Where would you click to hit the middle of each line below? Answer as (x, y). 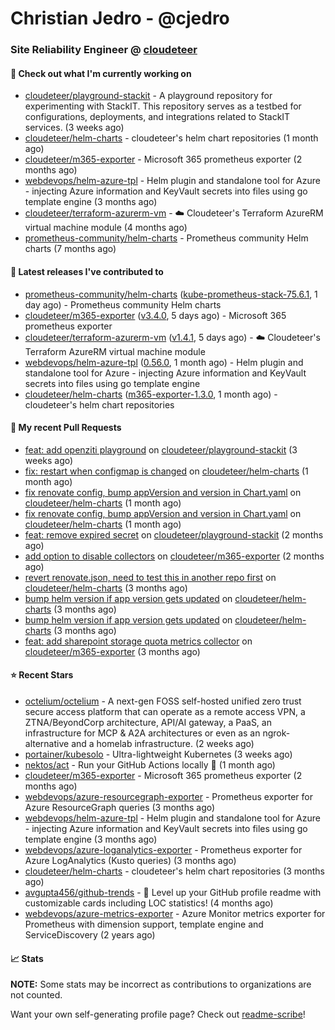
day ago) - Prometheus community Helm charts (123, 304)
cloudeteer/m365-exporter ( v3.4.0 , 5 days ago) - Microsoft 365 (155, 315)
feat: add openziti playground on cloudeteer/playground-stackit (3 (161, 449)
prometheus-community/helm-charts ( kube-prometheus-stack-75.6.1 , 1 (171, 294)
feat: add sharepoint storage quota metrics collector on (138, 641)
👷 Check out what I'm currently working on (101, 73)
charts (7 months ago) (70, 249)
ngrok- (276, 733)
